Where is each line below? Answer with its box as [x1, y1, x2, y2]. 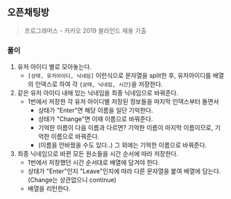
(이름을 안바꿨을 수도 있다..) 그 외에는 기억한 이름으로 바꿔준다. [37, 141, 207, 150]
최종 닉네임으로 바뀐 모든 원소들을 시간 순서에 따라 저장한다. [17, 150, 179, 158]
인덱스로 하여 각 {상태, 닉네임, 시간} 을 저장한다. [35, 80, 163, 88]
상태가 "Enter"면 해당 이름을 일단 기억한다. [37, 106, 153, 115]
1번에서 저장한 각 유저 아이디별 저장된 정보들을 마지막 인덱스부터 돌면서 [27, 97, 220, 106]
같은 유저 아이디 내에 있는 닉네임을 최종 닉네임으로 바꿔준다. [17, 89, 179, 97]
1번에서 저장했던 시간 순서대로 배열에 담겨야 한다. [27, 159, 160, 167]
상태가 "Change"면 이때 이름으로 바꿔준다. [37, 115, 153, 123]
